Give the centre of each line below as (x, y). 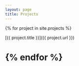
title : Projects (22, 14)
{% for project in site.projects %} (39, 28)
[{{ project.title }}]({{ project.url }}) (40, 38)
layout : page (18, 10)
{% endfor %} (34, 57)
